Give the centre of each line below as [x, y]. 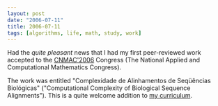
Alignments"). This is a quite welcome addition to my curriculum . [100, 96]
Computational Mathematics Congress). [64, 67]
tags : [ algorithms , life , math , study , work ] [74, 33]
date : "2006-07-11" [36, 20]
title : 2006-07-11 [34, 26]
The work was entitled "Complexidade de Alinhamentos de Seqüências [109, 81]
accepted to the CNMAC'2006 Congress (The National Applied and [104, 60]
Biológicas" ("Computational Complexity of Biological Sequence [99, 88]
